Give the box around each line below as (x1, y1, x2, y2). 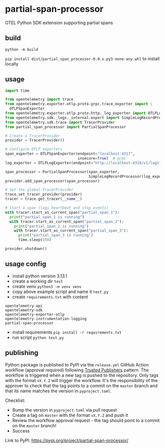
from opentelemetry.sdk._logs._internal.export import (5, 115, 120, 120)
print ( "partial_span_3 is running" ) (18, 233, 93, 238)
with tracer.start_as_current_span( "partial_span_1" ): (5, 210, 120, 215)
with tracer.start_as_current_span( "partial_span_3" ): (14, 228, 129, 233)
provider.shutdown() (5, 246, 48, 251)
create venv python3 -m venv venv (12, 283, 82, 289)
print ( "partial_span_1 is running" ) (9, 214, 84, 219)
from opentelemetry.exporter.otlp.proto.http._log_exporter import (5, 111, 146, 116)
